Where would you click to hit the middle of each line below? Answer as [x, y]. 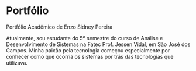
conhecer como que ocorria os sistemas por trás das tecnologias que [90, 56]
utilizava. [17, 63]
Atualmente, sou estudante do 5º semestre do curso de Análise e [85, 38]
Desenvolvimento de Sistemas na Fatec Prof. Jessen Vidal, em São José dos [98, 44]
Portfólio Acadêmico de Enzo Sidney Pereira [59, 27]
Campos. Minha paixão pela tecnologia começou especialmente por [88, 50]
